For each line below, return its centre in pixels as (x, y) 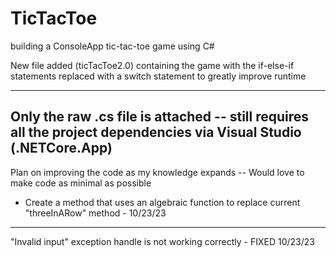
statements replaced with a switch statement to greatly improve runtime (158, 76)
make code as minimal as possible (81, 183)
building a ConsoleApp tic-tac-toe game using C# (112, 46)
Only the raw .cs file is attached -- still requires (160, 117)
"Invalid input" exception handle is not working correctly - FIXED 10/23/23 (162, 241)
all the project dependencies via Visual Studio (156, 132)
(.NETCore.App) (61, 148)
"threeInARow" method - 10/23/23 (95, 213)
